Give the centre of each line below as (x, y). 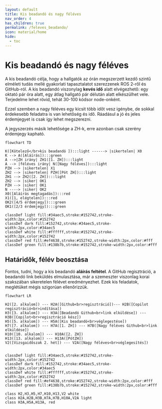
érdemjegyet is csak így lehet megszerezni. (49, 119)
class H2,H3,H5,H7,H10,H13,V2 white (42, 394)
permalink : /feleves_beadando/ (37, 28)
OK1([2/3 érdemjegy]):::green (36, 206)
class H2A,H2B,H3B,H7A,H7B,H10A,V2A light (49, 398)
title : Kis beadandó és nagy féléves (43, 14)
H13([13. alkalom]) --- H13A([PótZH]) (44, 338)
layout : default (21, 9)
